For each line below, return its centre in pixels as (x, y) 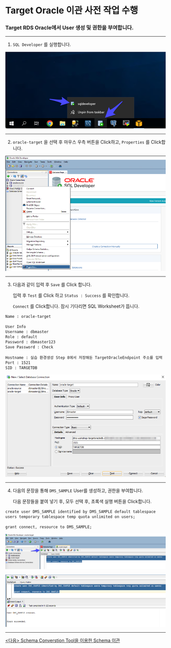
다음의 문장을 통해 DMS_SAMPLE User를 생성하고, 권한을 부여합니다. (78, 491)
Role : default (21, 337)
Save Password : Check (29, 347)
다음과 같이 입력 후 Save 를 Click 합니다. (52, 284)
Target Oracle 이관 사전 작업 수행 (72, 10)
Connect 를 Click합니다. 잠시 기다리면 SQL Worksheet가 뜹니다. (76, 306)
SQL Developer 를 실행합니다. (42, 44)
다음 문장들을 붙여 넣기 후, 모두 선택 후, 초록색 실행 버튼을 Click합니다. (82, 502)
